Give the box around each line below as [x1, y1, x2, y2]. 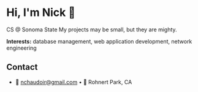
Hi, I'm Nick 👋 [6, 6, 75, 20]
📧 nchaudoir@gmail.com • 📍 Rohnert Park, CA [15, 78, 132, 85]
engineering [6, 44, 37, 52]
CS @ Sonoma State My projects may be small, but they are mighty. [6, 26, 177, 33]
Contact [6, 62, 38, 72]
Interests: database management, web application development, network [6, 37, 192, 45]
